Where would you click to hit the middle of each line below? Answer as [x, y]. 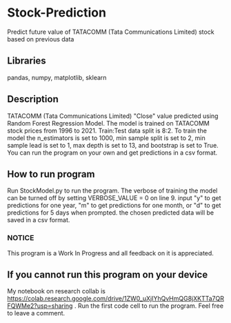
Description [33, 99]
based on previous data [41, 39]
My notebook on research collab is [56, 291]
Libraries [27, 61]
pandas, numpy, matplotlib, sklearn [57, 77]
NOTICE [21, 238]
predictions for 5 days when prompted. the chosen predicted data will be [111, 213]
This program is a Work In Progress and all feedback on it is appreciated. [110, 253]
